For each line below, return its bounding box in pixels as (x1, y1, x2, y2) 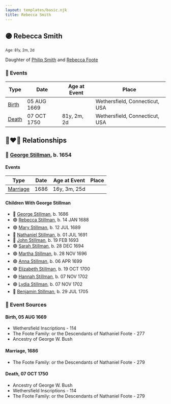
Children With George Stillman (5, 199, 71, 206)
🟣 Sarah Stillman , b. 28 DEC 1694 (12, 243, 84, 249)
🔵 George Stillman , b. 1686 (12, 211, 69, 217)
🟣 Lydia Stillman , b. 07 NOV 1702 (12, 281, 83, 287)
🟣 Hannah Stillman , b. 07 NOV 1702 (12, 273, 88, 280)
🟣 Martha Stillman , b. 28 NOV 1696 (12, 250, 88, 257)
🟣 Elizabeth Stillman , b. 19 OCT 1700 (12, 266, 90, 272)
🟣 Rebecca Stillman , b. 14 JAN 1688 (12, 217, 89, 223)
